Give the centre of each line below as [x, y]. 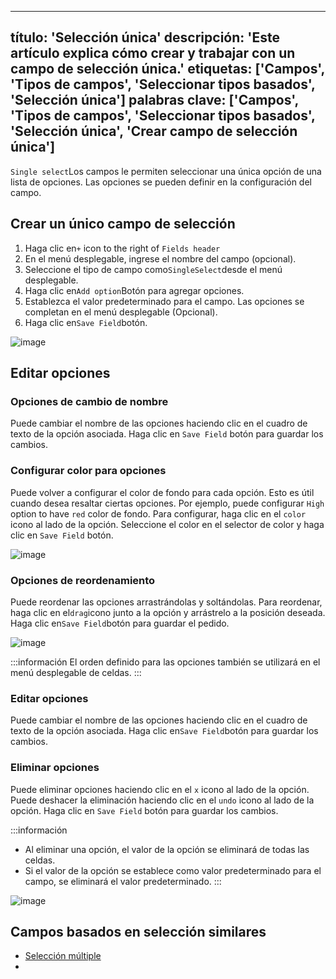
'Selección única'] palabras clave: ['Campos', [154, 100]
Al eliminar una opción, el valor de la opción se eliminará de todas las [167, 849]
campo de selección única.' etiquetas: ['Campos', [167, 69]
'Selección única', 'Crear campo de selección [154, 131]
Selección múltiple [63, 956]
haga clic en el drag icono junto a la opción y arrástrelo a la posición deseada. [168, 612]
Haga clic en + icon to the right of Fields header [122, 248]
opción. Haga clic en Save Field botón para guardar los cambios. [144, 810]
